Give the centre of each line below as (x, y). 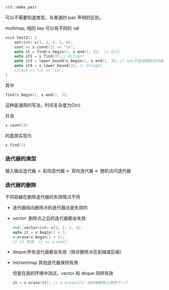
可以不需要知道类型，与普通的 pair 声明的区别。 (55, 17)
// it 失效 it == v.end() (40, 242)
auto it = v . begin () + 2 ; (39, 232)
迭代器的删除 (21, 185)
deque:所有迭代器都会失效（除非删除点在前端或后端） (68, 252)
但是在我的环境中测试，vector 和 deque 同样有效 (63, 273)
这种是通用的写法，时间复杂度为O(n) (43, 105)
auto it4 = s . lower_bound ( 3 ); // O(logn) (58, 66)
